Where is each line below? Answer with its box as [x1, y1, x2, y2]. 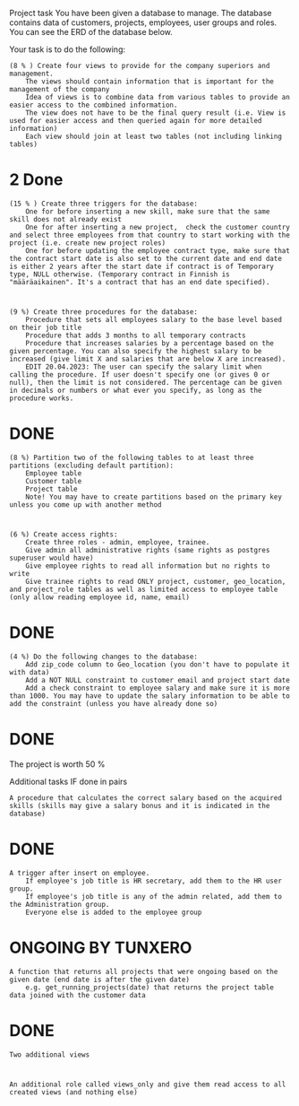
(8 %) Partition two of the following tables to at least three [9, 453, 254, 463]
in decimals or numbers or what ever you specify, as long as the [9, 386, 262, 396]
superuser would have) [9, 553, 94, 563]
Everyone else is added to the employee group [25, 908, 202, 918]
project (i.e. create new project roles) [9, 238, 167, 248]
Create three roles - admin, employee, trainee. [25, 538, 210, 547]
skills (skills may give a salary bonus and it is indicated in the [9, 802, 270, 811]
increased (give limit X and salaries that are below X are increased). [9, 354, 286, 364]
